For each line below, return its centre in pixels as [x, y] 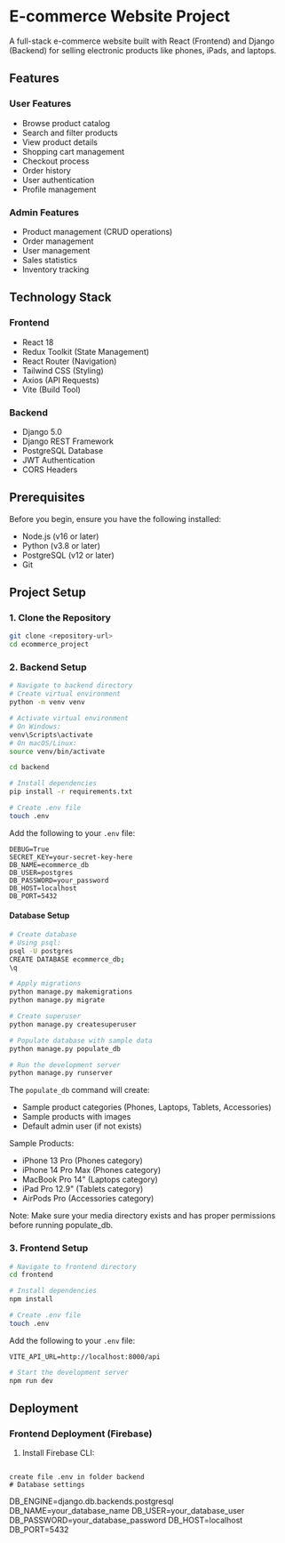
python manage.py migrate [57, 1001]
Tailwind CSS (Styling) [63, 370]
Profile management [59, 189]
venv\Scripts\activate [51, 735]
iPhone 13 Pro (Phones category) [83, 1161]
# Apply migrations [45, 984]
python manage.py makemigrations [71, 992]
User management [56, 250]
